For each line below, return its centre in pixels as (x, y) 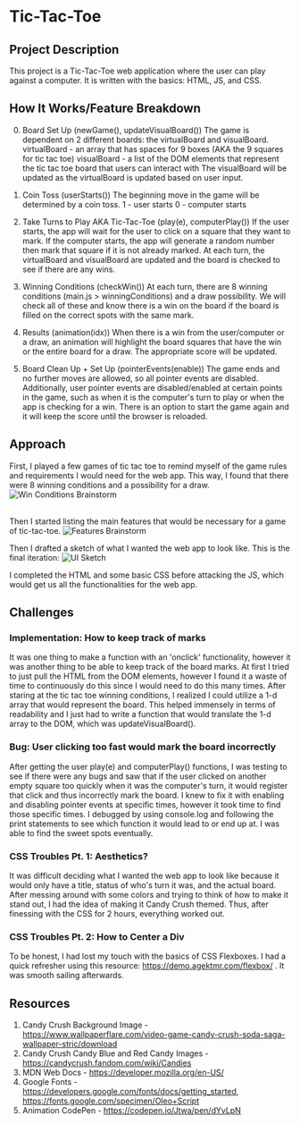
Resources (40, 1003)
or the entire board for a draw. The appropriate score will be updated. (150, 351)
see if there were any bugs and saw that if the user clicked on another (138, 776)
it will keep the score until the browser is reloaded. (115, 416)
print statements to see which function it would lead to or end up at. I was (144, 824)
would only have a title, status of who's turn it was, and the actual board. (143, 885)
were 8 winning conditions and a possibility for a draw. (109, 485)
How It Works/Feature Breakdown (105, 109)
